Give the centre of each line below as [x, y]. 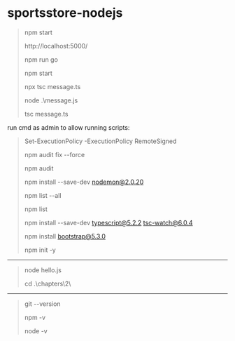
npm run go [41, 59]
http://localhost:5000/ [56, 46]
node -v [36, 330]
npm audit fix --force [55, 154]
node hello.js [43, 270]
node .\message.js [51, 100]
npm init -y [40, 250]
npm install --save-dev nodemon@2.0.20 [84, 182]
